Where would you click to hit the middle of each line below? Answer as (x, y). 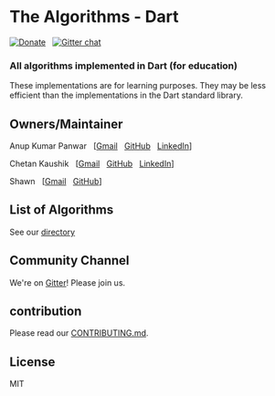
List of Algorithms (62, 210)
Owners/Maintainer (66, 124)
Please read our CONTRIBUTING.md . (79, 333)
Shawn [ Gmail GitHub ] (56, 182)
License (32, 362)
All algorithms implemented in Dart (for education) (123, 66)
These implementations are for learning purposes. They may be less (138, 86)
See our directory (42, 232)
